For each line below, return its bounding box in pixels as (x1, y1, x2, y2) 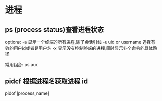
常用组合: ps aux (5, 62, 38, 67)
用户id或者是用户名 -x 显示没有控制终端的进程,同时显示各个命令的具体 (13, 45, 153, 51)
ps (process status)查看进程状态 (5, 25, 104, 34)
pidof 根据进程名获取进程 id (5, 77, 88, 85)
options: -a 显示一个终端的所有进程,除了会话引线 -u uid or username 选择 (5, 39, 151, 45)
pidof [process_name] (5, 90, 50, 96)
